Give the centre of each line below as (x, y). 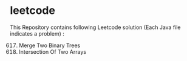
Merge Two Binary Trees (49, 45)
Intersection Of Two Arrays (53, 51)
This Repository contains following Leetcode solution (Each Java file (95, 27)
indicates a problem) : (37, 33)
